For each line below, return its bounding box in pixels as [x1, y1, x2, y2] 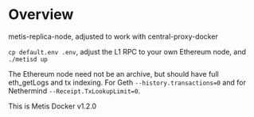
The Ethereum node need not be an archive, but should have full [8, 69, 219, 78]
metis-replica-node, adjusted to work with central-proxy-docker [8, 32, 219, 41]
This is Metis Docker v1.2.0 [8, 101, 97, 111]
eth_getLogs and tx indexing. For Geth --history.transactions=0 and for [8, 77, 247, 87]
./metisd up [8, 55, 48, 63]
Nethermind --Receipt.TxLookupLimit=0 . [8, 85, 141, 96]
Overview [8, 6, 74, 24]
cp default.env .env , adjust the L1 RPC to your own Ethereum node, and [8, 47, 247, 56]
